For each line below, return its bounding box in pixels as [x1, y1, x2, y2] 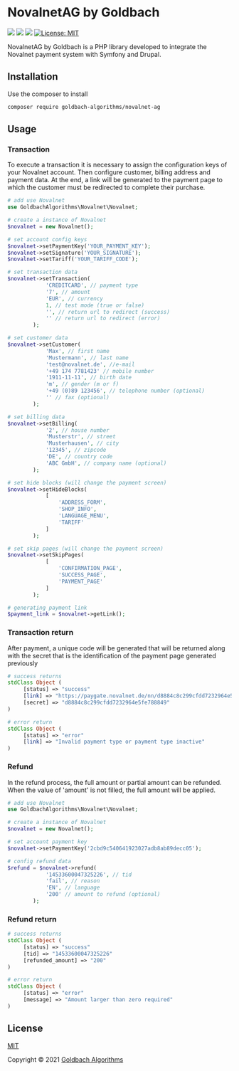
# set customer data [7, 334, 69, 342]
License [7, 1023, 43, 1035]
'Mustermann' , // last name [45, 354, 129, 362]
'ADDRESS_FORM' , [58, 499, 107, 506]
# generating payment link [7, 604, 87, 611]
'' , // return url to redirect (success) [45, 308, 171, 315]
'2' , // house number [45, 426, 110, 434]
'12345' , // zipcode [45, 446, 107, 454]
